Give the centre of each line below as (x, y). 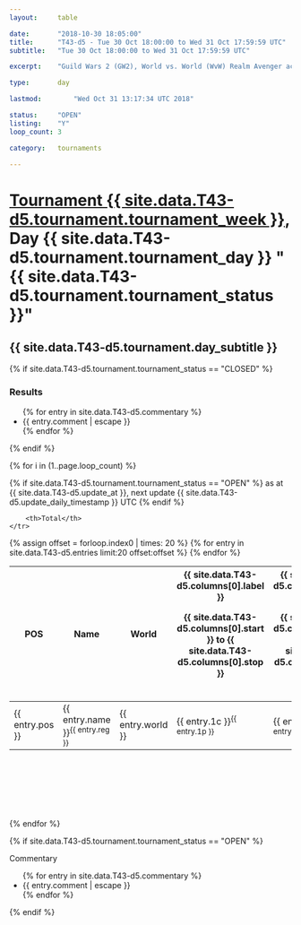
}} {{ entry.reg (86, 731)
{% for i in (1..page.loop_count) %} (73, 465)
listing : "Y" (39, 123)
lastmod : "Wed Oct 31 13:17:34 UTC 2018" (102, 99)
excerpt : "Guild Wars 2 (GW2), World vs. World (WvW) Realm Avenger (146, 67)
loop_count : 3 (36, 132)
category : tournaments (56, 148)
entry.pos (34, 725)
